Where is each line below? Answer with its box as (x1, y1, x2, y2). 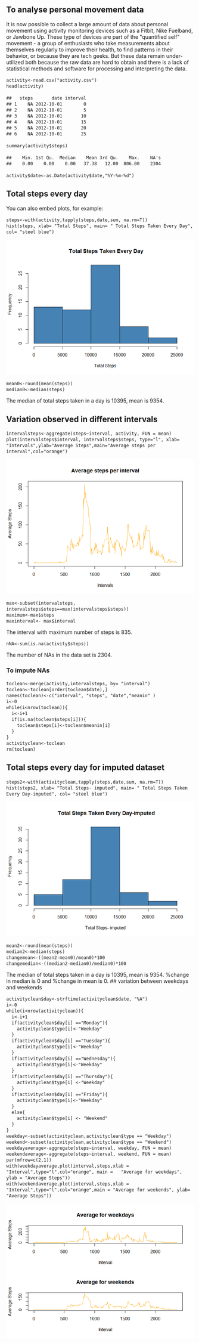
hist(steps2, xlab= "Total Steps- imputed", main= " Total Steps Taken (6, 785, 188, 791)
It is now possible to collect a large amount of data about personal (6, 20, 169, 27)
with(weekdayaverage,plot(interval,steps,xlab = (6, 1163, 129, 1169)
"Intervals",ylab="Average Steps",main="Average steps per (6, 442, 156, 449)
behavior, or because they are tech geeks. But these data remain (6, 52, 165, 59)
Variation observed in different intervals (6, 414, 158, 425)
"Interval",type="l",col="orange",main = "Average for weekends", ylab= (6, 1187, 191, 1193)
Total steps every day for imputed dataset (6, 763, 165, 773)
